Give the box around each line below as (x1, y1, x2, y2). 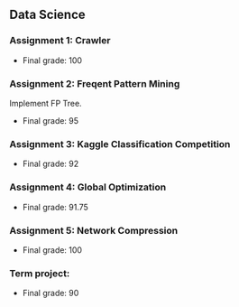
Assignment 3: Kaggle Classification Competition (9, 137, 231, 150)
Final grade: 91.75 (22, 201, 88, 212)
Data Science (9, 7, 86, 23)
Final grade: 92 (22, 158, 79, 170)
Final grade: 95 (22, 115, 79, 126)
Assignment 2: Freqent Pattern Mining (9, 77, 180, 89)
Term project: (9, 266, 70, 279)
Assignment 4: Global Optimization (9, 181, 167, 193)
